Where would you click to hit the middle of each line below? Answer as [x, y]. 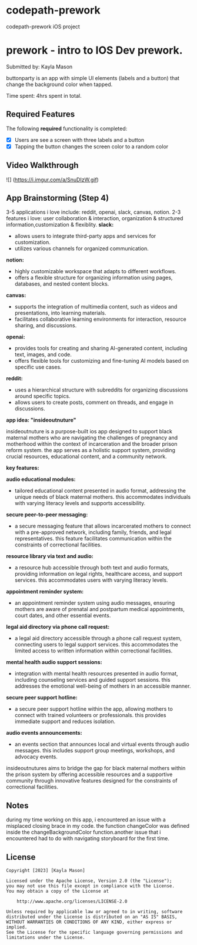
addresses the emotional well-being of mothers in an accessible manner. [103, 686]
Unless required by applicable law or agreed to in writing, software [94, 912]
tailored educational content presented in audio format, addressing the [100, 491]
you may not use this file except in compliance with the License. [91, 886]
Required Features [41, 115]
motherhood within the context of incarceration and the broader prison [92, 444]
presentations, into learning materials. [61, 313]
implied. [17, 927]
